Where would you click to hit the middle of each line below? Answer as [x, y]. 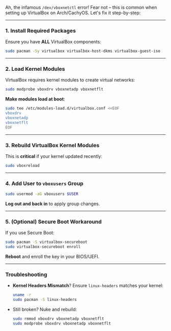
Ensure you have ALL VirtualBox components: [53, 42]
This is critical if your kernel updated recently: [54, 156]
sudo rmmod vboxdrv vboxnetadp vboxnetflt [58, 319]
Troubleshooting [26, 274]
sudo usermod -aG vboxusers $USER [42, 194]
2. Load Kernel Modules [35, 69]
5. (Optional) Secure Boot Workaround [53, 222]
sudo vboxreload [22, 166]
